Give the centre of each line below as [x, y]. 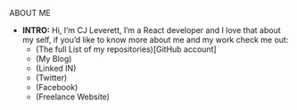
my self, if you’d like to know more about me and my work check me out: [155, 40]
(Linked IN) [56, 68]
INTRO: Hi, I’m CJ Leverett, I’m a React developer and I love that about [151, 30]
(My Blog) [54, 59]
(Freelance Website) [72, 97]
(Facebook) [57, 87]
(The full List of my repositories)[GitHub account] [126, 49]
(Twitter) [51, 78]
